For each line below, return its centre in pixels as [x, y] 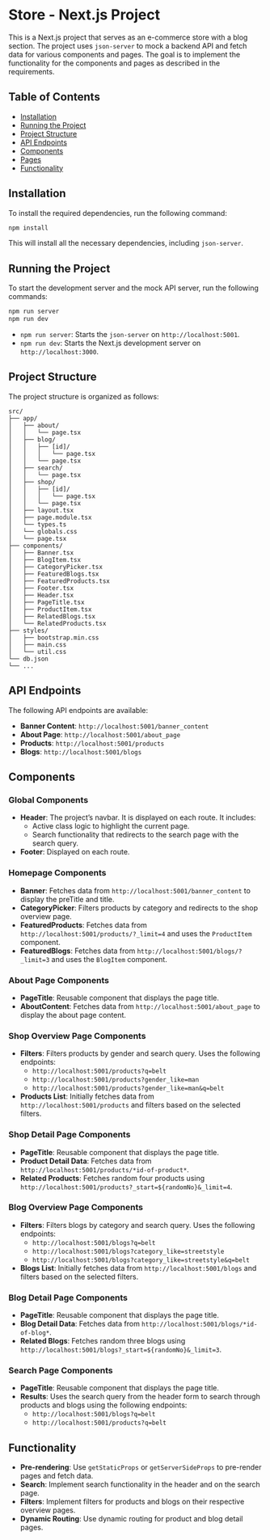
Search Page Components [61, 1370]
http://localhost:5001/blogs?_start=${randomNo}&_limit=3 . [121, 1350]
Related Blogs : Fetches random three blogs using [103, 1341]
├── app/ [23, 418]
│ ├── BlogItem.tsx [45, 559]
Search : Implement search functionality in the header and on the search [140, 1484]
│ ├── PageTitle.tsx [46, 602]
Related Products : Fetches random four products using [112, 1178]
